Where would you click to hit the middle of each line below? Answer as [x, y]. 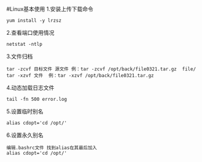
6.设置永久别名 [25, 135]
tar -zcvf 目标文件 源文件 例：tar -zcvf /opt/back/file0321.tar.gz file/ [101, 69]
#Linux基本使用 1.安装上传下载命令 [50, 9]
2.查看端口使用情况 [30, 33]
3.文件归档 [20, 56]
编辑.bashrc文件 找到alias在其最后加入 [52, 148]
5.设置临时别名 [25, 111]
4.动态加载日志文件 [30, 88]
